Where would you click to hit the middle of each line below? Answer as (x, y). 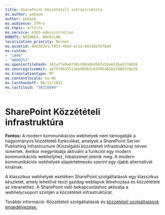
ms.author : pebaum (24, 14)
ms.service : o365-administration (39, 32)
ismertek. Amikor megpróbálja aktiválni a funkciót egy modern (68, 152)
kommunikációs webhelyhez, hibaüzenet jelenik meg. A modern (70, 157)
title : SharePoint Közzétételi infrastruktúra (54, 10)
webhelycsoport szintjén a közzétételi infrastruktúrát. (59, 192)
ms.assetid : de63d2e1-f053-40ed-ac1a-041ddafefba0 (58, 46)
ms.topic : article (24, 28)
